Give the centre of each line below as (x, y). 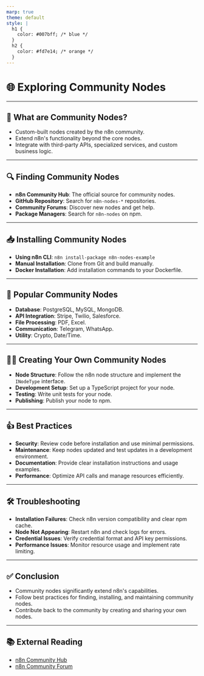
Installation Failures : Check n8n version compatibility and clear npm (101, 519)
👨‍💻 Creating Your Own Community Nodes (87, 360)
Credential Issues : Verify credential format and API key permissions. (101, 539)
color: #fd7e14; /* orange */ (56, 52)
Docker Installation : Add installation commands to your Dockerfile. (99, 270)
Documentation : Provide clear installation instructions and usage (97, 463)
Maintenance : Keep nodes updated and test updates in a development (104, 450)
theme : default (25, 18)
